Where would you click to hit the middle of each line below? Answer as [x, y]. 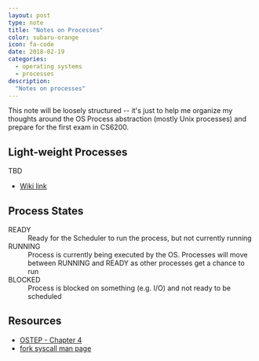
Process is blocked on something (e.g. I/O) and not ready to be [129, 288]
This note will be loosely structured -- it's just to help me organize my [120, 111]
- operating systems [49, 67]
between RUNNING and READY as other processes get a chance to [136, 263]
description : [29, 81]
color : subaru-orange [44, 37]
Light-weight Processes [68, 152]
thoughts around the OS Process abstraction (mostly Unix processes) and [128, 119]
